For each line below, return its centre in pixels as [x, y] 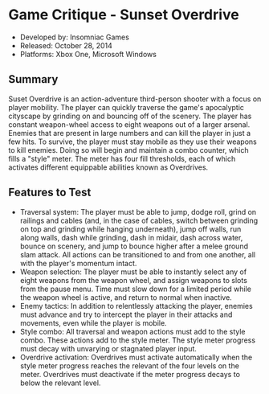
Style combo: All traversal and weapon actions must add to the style [133, 331]
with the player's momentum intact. [78, 263]
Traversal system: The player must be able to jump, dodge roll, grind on [138, 211]
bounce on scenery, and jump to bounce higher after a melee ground [134, 246]
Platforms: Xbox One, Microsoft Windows [88, 54]
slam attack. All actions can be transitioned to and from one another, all [137, 254]
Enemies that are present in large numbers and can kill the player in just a [130, 133]
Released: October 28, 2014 [66, 45]
